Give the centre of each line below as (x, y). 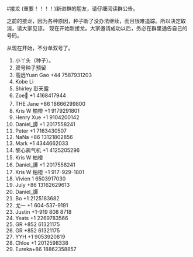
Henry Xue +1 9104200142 (47, 117)
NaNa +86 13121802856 (44, 137)
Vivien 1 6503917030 (40, 179)
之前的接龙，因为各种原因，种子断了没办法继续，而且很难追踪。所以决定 (94, 21)
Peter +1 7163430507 (41, 131)
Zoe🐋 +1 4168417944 (41, 95)
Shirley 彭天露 (32, 88)
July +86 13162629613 (42, 185)
